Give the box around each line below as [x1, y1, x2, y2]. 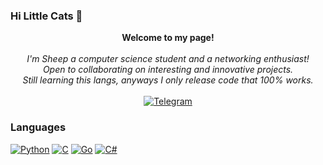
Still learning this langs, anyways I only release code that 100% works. [22, 74, 314, 86]
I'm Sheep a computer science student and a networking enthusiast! [26, 53, 310, 65]
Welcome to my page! [121, 32, 215, 44]
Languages [10, 120, 67, 134]
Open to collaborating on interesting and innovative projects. [42, 64, 294, 76]
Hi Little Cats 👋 [10, 9, 83, 23]
